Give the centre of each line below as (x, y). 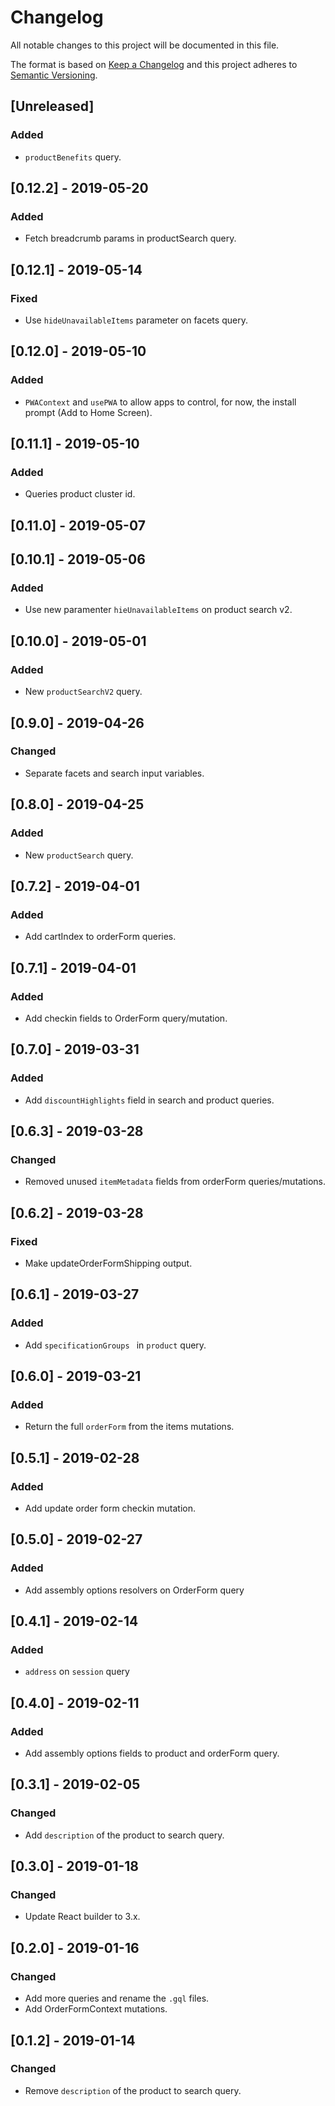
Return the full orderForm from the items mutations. (129, 1427)
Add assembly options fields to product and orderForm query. (152, 1753)
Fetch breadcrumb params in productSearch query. (130, 238)
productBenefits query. (73, 157)
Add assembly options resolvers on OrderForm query (134, 1590)
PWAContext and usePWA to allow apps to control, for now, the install (160, 402)
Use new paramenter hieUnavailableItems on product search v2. (158, 610)
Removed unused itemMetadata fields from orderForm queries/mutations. (175, 1182)
